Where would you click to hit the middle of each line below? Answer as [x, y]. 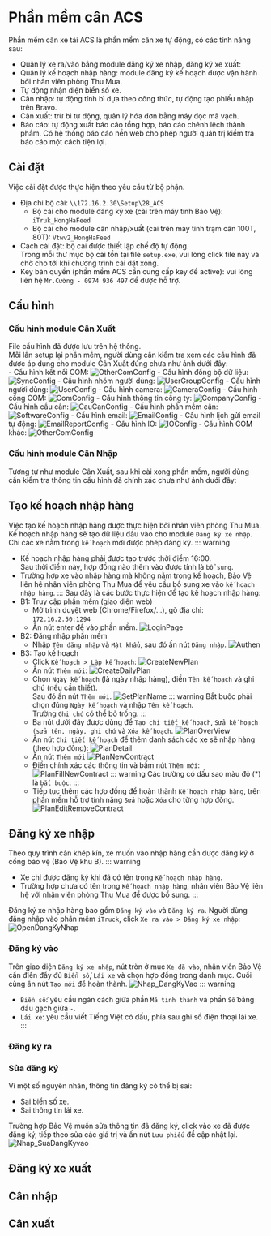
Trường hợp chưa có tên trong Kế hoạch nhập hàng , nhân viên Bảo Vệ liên [142, 886]
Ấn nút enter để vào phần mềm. [85, 627]
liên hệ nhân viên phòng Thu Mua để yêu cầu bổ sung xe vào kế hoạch [137, 584]
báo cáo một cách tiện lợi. [63, 141]
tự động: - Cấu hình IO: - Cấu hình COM [131, 424]
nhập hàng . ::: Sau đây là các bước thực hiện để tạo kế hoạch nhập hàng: [140, 592]
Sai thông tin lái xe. [52, 1110]
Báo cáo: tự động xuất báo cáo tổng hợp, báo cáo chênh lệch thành [132, 124]
